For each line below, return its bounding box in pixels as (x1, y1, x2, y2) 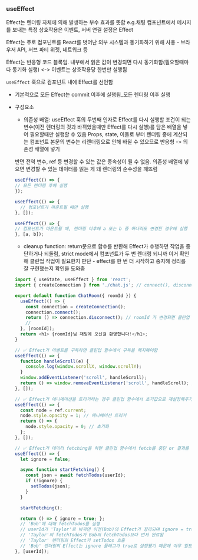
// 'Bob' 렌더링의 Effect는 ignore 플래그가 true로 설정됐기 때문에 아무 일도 (20, 543, 193, 549)
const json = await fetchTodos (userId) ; (25, 472, 126, 479)
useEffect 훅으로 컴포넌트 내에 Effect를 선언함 (6, 78, 114, 85)
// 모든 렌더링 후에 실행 (14, 183, 68, 189)
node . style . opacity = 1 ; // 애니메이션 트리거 (20, 413, 127, 419)
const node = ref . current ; (20, 407, 87, 413)
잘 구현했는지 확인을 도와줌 (23, 265, 85, 272)
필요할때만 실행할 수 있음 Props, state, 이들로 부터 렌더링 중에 (29, 131, 172, 138)
